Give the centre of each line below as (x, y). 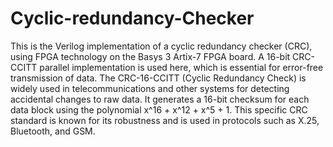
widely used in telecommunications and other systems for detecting (150, 88)
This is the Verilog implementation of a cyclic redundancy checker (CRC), (161, 46)
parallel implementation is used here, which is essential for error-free (181, 67)
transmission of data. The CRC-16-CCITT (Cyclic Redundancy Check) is (158, 78)
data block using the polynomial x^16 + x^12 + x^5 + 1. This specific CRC (159, 109)
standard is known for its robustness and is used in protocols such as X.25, (165, 120)
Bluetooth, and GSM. (53, 131)
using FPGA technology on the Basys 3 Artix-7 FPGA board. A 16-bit (150, 56)
